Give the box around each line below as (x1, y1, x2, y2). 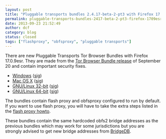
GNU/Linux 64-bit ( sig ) (12, 88, 59, 94)
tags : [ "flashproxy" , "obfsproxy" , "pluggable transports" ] (5, 39, 132, 44)
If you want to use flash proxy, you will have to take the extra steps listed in (5, 103, 158, 109)
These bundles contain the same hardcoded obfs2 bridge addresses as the (5, 117, 159, 123)
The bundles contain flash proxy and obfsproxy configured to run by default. (5, 98, 161, 104)
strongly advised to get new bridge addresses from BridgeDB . (5, 128, 131, 134)
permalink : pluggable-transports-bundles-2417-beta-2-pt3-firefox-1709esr (5, 16, 163, 21)
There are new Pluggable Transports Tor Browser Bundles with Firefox (5, 53, 148, 58)
